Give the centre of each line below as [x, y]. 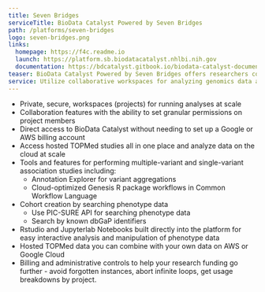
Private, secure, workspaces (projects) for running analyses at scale [131, 104]
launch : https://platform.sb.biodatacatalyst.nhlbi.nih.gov [116, 60]
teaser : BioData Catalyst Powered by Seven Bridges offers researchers [128, 74]
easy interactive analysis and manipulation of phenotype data [119, 238]
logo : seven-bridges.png [49, 37]
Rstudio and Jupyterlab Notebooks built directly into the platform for [131, 229]
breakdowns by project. [58, 279]
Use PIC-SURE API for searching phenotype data [111, 213]
